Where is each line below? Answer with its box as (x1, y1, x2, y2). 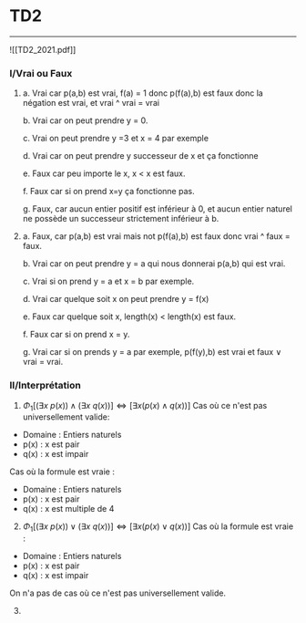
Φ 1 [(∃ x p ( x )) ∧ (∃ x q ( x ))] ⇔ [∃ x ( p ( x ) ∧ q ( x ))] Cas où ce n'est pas (22, 400, 268, 413)
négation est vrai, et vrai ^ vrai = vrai (22, 98, 160, 109)
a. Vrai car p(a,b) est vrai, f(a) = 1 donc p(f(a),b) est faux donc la (22, 88, 264, 99)
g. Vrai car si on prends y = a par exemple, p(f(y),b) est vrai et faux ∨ (22, 347, 282, 358)
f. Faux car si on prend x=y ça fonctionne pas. (22, 186, 195, 197)
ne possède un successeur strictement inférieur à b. (22, 213, 219, 224)
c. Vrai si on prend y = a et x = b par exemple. (22, 275, 195, 287)
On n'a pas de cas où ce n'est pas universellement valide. (9, 587, 226, 598)
